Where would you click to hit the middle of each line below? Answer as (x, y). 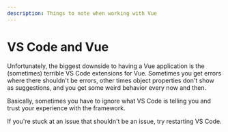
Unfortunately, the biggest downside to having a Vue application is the (106, 66)
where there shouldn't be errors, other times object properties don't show (111, 80)
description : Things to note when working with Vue (82, 13)
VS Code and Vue (58, 47)
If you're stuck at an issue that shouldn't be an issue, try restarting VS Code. (114, 121)
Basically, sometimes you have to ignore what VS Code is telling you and (109, 101)
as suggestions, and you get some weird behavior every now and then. (107, 87)
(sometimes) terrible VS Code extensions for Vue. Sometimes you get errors (114, 73)
